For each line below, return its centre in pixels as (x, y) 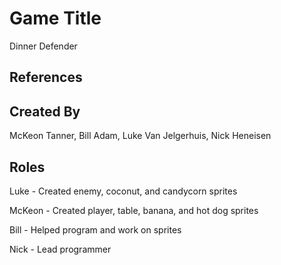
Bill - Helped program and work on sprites (95, 229)
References (46, 77)
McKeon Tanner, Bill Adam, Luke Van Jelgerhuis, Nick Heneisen (140, 136)
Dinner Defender (43, 46)
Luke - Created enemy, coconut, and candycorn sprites (123, 191)
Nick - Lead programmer (60, 249)
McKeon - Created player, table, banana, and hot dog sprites (134, 210)
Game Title (55, 18)
